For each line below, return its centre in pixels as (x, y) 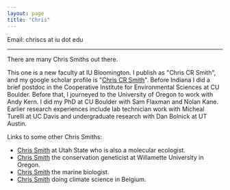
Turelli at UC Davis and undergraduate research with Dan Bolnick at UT (107, 116)
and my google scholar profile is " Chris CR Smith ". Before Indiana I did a (109, 80)
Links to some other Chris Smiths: (55, 136)
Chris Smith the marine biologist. (63, 171)
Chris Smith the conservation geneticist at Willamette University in (110, 157)
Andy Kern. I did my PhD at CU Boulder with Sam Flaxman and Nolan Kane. (113, 102)
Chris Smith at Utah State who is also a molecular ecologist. (101, 150)
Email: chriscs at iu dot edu (45, 39)
